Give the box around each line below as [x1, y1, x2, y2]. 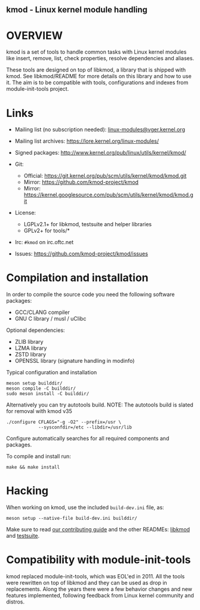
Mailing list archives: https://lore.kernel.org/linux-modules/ [14, 137, 159, 145]
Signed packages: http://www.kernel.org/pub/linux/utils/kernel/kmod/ [14, 149, 186, 156]
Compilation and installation [6, 271, 149, 285]
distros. [6, 598, 25, 605]
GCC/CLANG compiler [14, 309, 70, 316]
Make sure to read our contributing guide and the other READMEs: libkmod [6, 526, 190, 533]
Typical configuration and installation [6, 369, 97, 376]
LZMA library [14, 344, 47, 352]
